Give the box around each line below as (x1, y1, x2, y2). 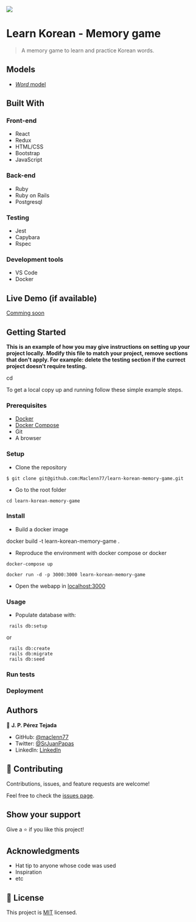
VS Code (15, 269, 38, 276)
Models (6, 65, 35, 75)
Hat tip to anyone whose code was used (15, 862, 116, 870)
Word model (15, 80, 46, 88)
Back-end (6, 171, 36, 180)
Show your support (6, 809, 81, 820)
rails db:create (9, 646, 51, 652)
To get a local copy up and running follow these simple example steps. (6, 386, 183, 393)
